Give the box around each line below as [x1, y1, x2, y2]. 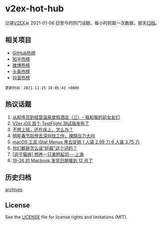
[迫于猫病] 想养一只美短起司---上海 [12, 151, 84, 157]
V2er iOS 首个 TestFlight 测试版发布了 [12, 120, 89, 126]
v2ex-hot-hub [5, 3, 64, 14]
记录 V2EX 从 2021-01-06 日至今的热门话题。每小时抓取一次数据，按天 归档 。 [5, 20, 160, 26]
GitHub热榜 [12, 50, 36, 56]
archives [5, 186, 23, 193]
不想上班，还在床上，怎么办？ [12, 127, 73, 133]
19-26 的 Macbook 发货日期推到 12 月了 [12, 157, 93, 163]
